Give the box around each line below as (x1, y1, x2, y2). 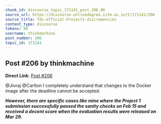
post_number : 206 (5, 36, 42, 41)
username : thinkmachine (5, 31, 56, 36)
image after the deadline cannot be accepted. (5, 88, 100, 94)
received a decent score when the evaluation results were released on (5, 108, 156, 114)
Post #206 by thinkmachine (5, 59, 95, 68)
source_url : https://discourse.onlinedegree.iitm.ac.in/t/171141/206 (5, 12, 155, 17)
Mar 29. (5, 113, 23, 119)
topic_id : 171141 (5, 40, 42, 46)
